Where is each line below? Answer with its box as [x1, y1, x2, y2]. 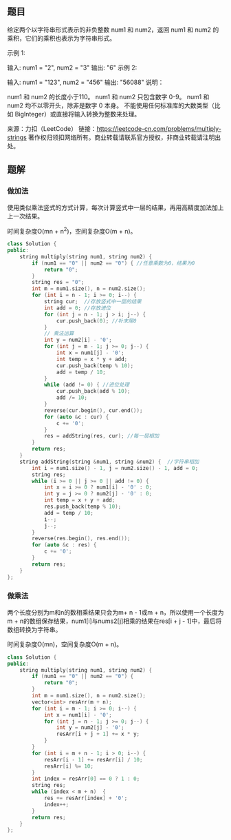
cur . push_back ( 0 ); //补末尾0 [56, 317, 137, 325]
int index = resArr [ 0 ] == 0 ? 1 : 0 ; [32, 775, 140, 783]
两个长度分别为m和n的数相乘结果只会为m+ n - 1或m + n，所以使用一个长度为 [7, 608, 224, 616]
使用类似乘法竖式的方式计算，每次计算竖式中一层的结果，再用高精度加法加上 [7, 203, 224, 212]
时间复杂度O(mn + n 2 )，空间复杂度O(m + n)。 [7, 225, 137, 235]
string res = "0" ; [32, 279, 85, 286]
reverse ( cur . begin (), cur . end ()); [43, 407, 143, 414]
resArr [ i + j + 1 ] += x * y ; [56, 730, 140, 738]
